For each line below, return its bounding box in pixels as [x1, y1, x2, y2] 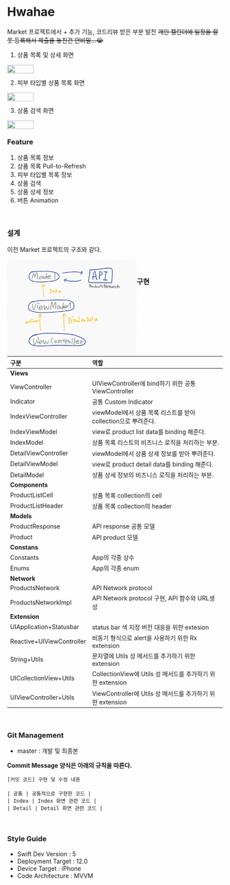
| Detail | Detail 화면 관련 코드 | [7, 805, 103, 812]
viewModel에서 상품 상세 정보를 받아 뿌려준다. [92, 449, 216, 457]
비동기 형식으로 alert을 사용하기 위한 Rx [92, 634, 197, 642]
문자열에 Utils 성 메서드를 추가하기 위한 [92, 652, 196, 660]
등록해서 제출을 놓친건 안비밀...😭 [14, 36, 104, 44]
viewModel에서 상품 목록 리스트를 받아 [92, 408, 196, 416]
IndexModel [10, 438, 44, 446]
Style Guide [7, 834, 47, 844]
